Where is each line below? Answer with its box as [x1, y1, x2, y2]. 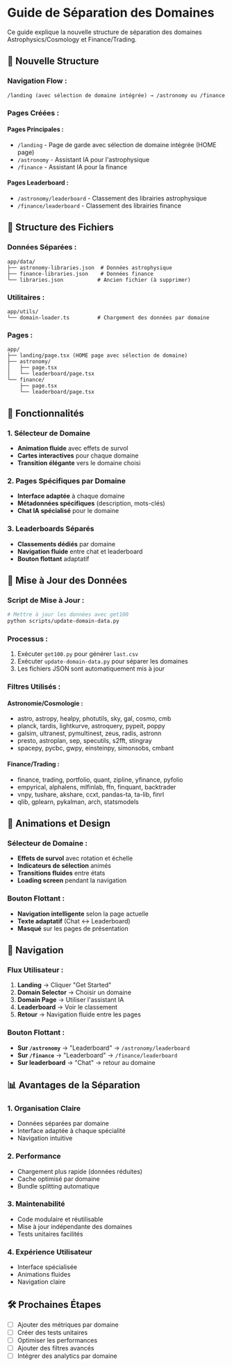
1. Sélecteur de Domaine [7, 428, 91, 438]
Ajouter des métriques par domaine [17, 1320, 119, 1329]
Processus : [7, 634, 49, 644]
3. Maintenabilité [7, 1199, 65, 1209]
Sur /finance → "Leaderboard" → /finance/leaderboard [17, 1050, 178, 1059]
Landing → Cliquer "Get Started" [17, 981, 112, 989]
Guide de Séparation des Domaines [7, 5, 215, 21]
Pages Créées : [7, 108, 60, 117]
